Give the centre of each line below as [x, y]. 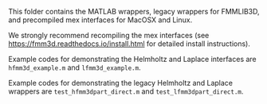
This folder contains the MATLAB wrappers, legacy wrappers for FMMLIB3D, [134, 12]
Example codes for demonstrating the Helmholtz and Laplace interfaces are [132, 59]
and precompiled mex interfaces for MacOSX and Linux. [100, 20]
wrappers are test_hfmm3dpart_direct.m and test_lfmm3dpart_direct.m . [126, 91]
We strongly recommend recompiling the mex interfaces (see [109, 35]
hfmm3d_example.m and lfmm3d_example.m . [75, 67]
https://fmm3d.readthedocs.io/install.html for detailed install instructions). [130, 44]
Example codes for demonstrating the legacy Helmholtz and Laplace [121, 83]
